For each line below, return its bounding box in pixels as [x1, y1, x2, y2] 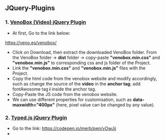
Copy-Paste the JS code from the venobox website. [12, 91, 118, 97]
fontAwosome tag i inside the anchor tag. [12, 86, 96, 92]
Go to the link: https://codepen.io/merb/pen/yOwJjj [12, 125, 117, 131]
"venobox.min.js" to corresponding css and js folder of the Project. [12, 59, 151, 66]
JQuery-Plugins [5, 4, 55, 12]
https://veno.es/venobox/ [5, 40, 57, 46]
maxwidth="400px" [12, 101, 55, 108]
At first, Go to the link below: [12, 30, 71, 36]
